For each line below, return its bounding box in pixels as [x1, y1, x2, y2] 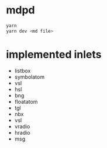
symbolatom [14, 73, 45, 80]
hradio [14, 129, 30, 136]
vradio [14, 123, 30, 130]
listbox [14, 67, 31, 74]
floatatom [14, 98, 38, 105]
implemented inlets [6, 48, 102, 61]
